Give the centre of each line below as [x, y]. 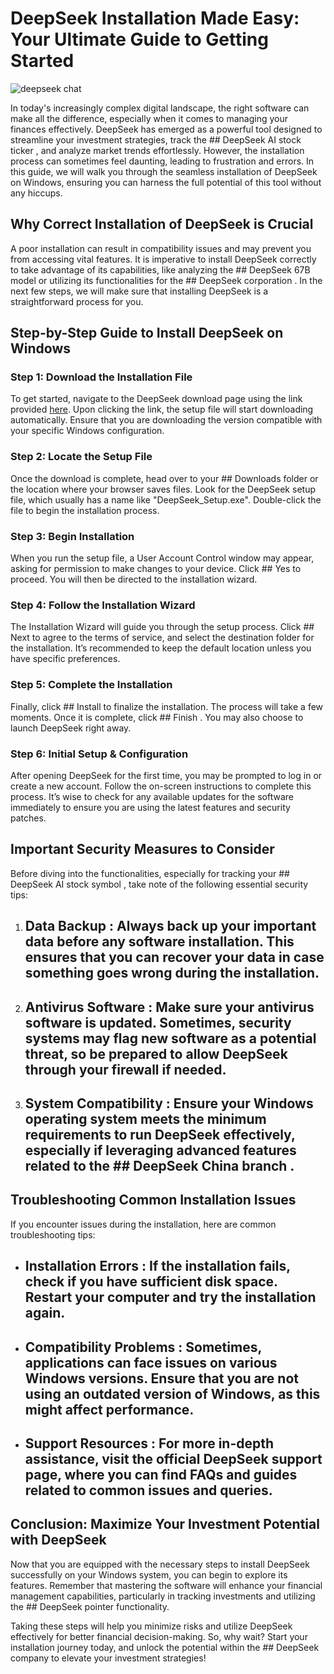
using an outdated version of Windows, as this [172, 1393]
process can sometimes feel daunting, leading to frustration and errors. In [162, 161]
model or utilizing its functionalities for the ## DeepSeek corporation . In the [166, 280]
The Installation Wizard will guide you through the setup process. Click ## [162, 627]
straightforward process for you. [77, 301]
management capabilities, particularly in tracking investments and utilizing [163, 1596]
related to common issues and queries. [148, 1490]
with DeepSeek [58, 1540]
